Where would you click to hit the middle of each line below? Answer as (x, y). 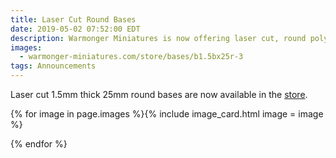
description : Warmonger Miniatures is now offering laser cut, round (158, 38)
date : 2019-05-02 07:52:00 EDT (75, 29)
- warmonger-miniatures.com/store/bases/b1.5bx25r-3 (131, 57)
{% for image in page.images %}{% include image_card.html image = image (167, 114)
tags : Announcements (53, 66)
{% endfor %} (39, 144)
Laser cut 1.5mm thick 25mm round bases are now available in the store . (159, 94)
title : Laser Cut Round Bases (73, 19)
